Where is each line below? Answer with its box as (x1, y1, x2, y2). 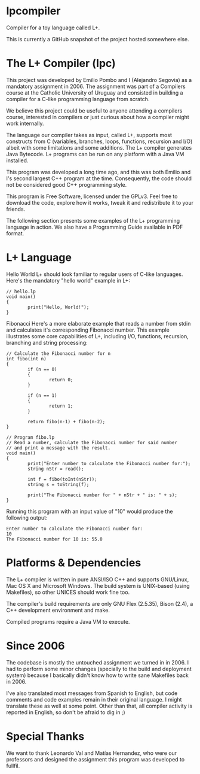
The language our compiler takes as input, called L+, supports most (6, 131, 172, 138)
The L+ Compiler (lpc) (6, 57, 116, 70)
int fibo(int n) (6, 356, 47, 362)
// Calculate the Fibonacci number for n (6, 350, 111, 357)
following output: (6, 514, 48, 521)
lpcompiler (6, 4, 61, 18)
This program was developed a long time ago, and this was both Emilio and (6, 168, 191, 175)
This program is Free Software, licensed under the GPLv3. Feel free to (6, 193, 178, 200)
